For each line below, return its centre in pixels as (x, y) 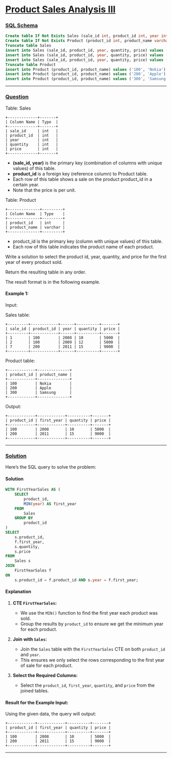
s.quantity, (27, 546)
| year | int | (32, 140)
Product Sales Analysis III (61, 9)
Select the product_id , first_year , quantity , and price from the (88, 685)
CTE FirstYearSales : (35, 603)
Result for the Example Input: (37, 702)
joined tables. (35, 690)
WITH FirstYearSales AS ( (33, 490)
